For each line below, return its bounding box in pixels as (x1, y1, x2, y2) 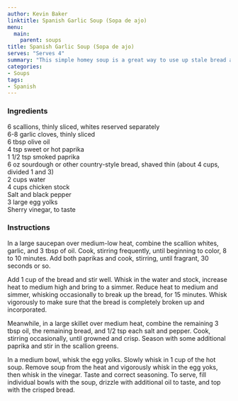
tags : (7, 76, 23, 84)
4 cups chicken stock (7, 182, 70, 191)
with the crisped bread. (7, 385, 76, 394)
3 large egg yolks (7, 198, 58, 206)
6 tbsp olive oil (7, 137, 50, 146)
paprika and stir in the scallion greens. (7, 341, 119, 350)
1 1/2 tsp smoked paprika (7, 152, 80, 161)
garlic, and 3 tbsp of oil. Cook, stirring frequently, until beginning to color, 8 (7, 246, 227, 255)
